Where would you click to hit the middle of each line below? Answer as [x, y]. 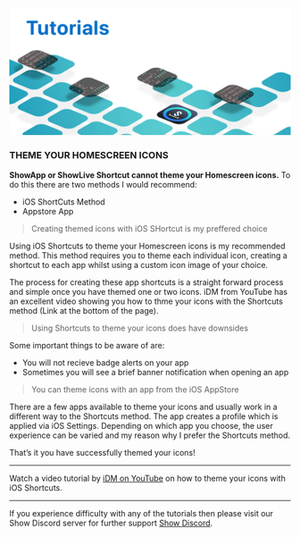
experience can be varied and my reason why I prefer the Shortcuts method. [150, 435]
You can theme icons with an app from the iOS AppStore [135, 389]
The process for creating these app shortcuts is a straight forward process [146, 282]
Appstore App [48, 211]
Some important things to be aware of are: [87, 345]
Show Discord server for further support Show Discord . [111, 523]
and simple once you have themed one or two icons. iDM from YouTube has [149, 291]
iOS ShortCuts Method [63, 201]
